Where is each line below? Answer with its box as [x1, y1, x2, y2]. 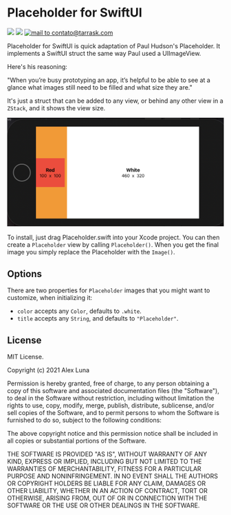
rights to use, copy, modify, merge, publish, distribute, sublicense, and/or [7, 401, 214, 410]
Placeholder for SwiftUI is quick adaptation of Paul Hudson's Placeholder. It [7, 41, 221, 50]
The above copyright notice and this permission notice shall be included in [7, 430, 218, 438]
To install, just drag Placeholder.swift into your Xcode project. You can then [7, 233, 220, 242]
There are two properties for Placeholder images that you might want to [7, 286, 210, 294]
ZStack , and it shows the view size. [7, 103, 106, 112]
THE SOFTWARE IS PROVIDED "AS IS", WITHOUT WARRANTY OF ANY [7, 450, 208, 458]
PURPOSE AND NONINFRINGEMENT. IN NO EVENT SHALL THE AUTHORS [7, 472, 219, 481]
